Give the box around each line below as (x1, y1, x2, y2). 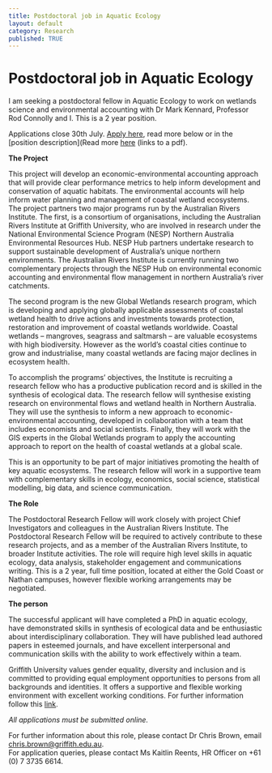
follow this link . (8, 699, 58, 709)
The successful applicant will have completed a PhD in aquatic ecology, (8, 615, 248, 625)
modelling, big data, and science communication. (8, 483, 172, 493)
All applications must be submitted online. (8, 715, 148, 725)
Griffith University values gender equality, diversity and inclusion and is (8, 665, 246, 675)
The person (8, 599, 49, 609)
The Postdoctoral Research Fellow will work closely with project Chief (8, 515, 241, 524)
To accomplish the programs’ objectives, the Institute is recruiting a (8, 373, 233, 382)
